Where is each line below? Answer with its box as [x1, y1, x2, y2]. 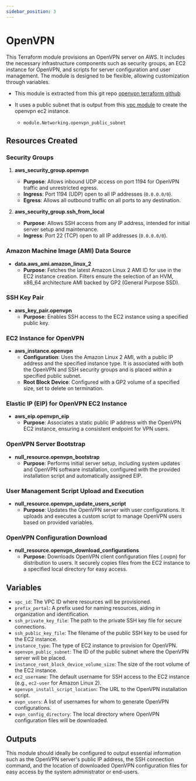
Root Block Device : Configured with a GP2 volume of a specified [23, 378, 180, 386]
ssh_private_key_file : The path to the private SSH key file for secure [14, 617, 182, 624]
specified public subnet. [23, 373, 82, 380]
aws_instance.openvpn [14, 347, 73, 354]
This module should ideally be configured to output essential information [6, 749, 181, 756]
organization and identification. [14, 611, 90, 618]
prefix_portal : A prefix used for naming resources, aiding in [14, 605, 161, 612]
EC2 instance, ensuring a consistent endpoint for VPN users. [23, 425, 170, 433]
